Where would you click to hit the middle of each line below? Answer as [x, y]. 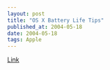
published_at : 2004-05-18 [45, 27]
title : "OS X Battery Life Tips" [56, 20]
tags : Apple [24, 40]
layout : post [26, 14]
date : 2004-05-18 [32, 33]
